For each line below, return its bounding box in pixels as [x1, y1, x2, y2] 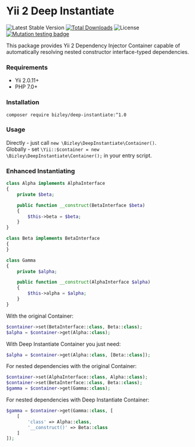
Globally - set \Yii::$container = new [6, 145, 100, 153]
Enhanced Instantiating [6, 166, 76, 175]
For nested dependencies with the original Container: [6, 363, 137, 370]
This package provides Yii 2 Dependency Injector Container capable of [6, 42, 181, 49]
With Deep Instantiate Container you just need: [6, 340, 121, 348]
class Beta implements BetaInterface [6, 235, 100, 242]
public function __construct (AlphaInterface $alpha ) [17, 279, 151, 285]
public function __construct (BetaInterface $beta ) [17, 202, 146, 208]
